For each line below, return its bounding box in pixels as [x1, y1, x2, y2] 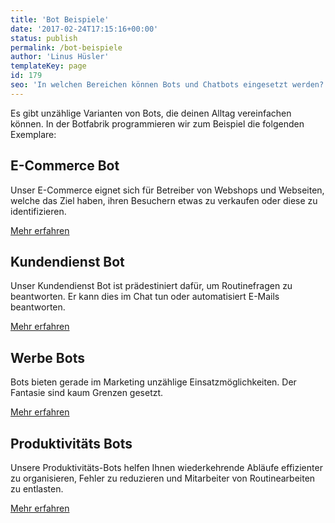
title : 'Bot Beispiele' [10, 14, 110, 25]
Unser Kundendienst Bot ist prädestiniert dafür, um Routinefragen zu [10, 280, 293, 292]
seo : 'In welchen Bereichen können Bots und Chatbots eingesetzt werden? [10, 80, 325, 90]
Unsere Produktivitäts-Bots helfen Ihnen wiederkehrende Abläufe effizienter [10, 462, 323, 473]
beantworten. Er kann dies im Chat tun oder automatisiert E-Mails [10, 291, 280, 303]
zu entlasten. [10, 483, 64, 495]
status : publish [10, 33, 78, 43]
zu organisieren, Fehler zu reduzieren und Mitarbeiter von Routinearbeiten [10, 472, 316, 484]
